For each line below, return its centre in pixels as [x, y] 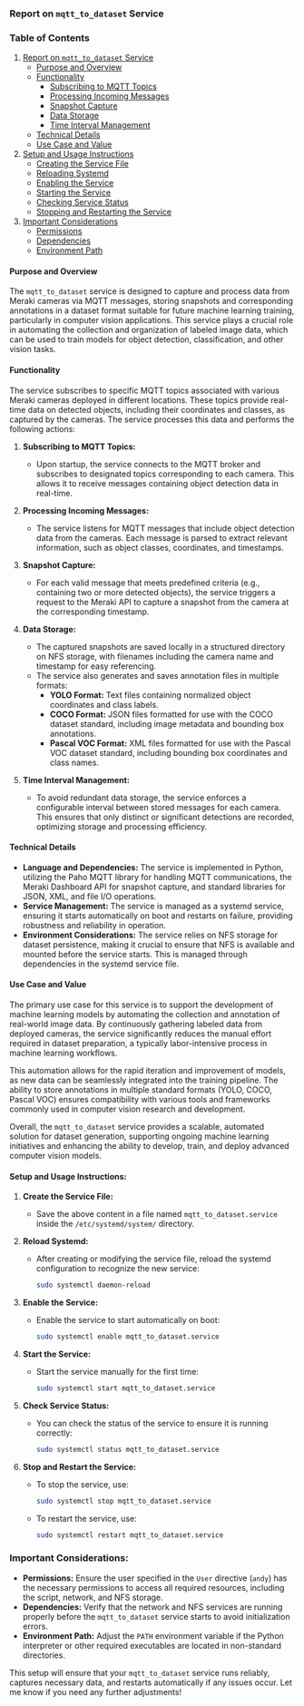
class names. [74, 762]
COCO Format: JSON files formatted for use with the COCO [162, 714]
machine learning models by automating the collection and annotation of [145, 1015]
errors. [35, 1626]
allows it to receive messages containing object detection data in [157, 483]
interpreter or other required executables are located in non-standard [152, 1645]
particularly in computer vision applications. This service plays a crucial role [151, 320]
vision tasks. [33, 349]
